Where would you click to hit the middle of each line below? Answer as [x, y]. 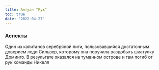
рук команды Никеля [27, 62]
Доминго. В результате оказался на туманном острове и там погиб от [79, 57]
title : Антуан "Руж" [26, 10]
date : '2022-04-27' [25, 19]
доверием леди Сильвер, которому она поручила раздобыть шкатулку [80, 51]
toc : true [15, 14]
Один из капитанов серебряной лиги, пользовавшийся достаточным [77, 47]
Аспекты [16, 36]
